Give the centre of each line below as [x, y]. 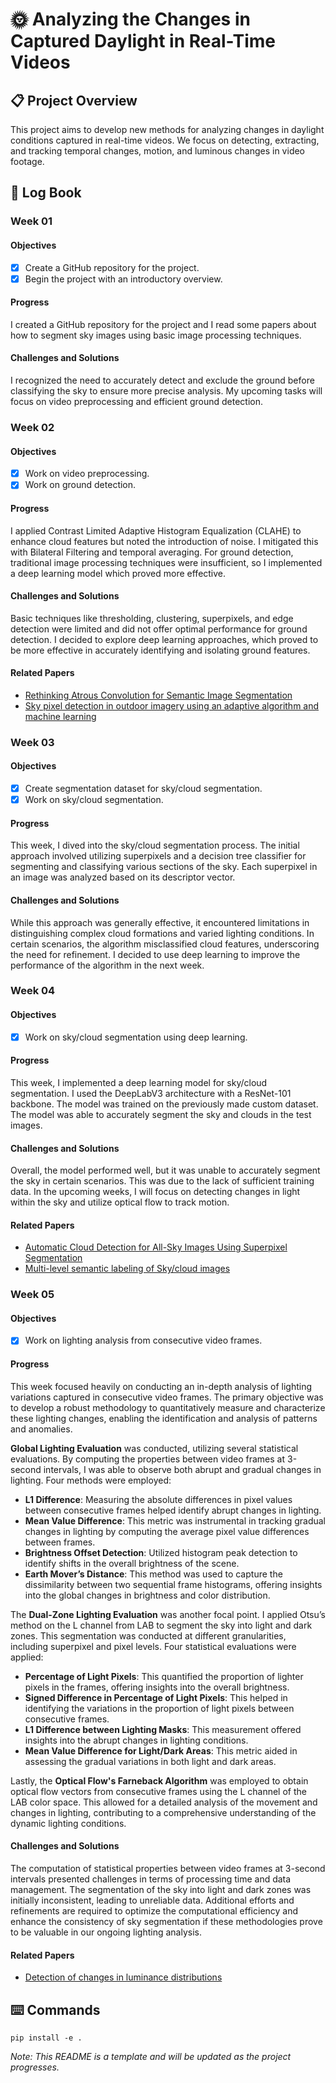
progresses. [35, 2067]
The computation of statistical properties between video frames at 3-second [168, 1868]
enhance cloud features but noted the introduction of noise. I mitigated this [164, 541]
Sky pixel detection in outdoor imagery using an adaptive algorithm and [172, 705]
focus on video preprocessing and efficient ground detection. [137, 402]
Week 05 [32, 1295]
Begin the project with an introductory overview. [123, 279]
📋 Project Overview [74, 100]
